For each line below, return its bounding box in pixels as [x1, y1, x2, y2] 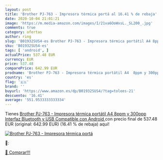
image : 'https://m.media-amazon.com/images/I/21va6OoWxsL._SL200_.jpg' [5, 20, 153, 26]
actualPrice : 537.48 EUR [5, 52, 55, 57]
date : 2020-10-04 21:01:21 [5, 16, 60, 21]
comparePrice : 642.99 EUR [5, 66, 57, 71]
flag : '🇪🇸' [5, 79, 29, 84]
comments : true [5, 25, 36, 30]
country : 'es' [5, 75, 34, 80]
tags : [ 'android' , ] [5, 48, 49, 53]
